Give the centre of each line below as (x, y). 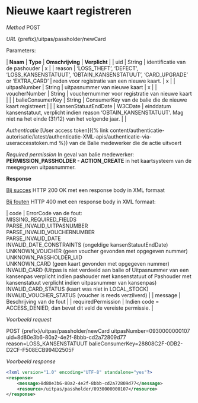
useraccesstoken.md (32, 143)
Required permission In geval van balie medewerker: (70, 154)
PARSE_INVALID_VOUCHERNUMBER (50, 232)
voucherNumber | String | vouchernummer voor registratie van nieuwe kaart (99, 93)
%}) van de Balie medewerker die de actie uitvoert (120, 143)
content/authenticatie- (137, 130)
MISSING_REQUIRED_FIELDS (41, 219)
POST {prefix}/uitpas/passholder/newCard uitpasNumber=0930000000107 (98, 330)
